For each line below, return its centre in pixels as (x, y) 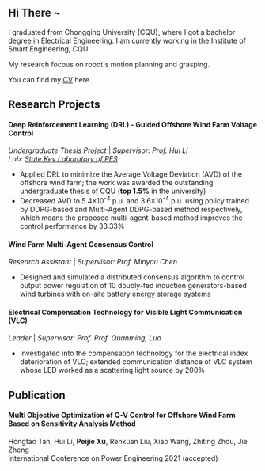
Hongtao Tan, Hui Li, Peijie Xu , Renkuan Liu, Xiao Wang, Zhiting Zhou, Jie (128, 442)
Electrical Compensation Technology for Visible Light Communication (125, 312)
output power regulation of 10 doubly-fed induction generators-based (133, 286)
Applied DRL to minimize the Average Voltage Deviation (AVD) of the (131, 174)
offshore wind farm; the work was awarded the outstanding (116, 183)
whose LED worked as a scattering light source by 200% (112, 370)
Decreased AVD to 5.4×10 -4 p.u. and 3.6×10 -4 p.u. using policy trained (134, 200)
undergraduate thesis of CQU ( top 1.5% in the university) (113, 191)
